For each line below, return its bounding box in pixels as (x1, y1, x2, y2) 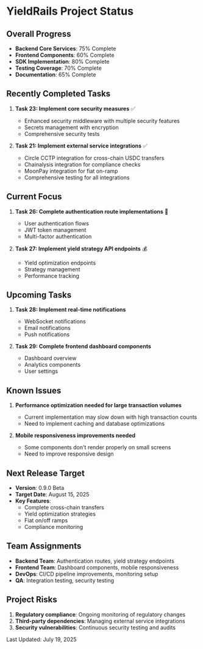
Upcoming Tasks (6, 290, 72, 301)
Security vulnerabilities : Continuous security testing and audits (15, 623, 176, 631)
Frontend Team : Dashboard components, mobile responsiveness (15, 563, 179, 571)
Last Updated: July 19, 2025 (6, 636, 77, 643)
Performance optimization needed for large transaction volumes (15, 402, 182, 409)
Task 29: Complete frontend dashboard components (15, 343, 151, 350)
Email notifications (24, 324, 71, 332)
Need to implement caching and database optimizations (24, 420, 165, 427)
